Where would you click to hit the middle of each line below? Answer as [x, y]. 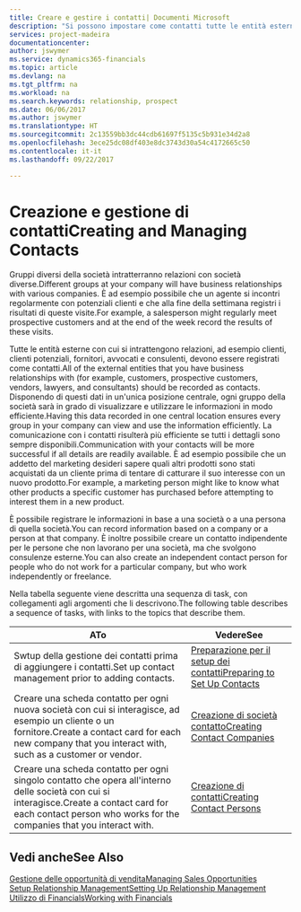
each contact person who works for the [97, 814]
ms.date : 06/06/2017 [48, 110]
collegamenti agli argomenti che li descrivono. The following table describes [149, 603]
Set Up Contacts [226, 684]
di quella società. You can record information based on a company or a [139, 529]
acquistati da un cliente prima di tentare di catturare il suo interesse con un [147, 473]
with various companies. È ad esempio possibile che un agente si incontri [145, 294]
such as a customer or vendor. [78, 755]
